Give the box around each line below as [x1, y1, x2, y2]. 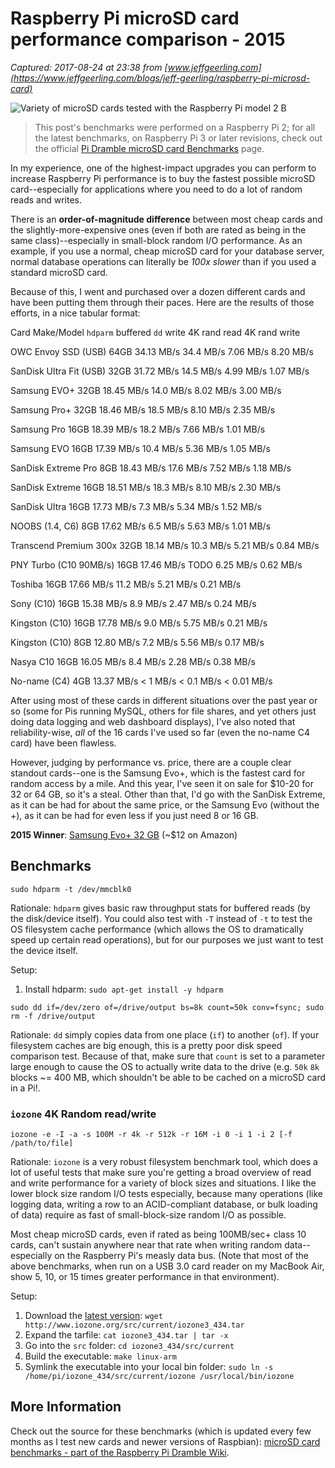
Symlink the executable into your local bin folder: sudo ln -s [24, 1361, 274, 1373]
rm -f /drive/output [10, 1011, 97, 1021]
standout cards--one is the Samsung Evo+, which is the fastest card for [10, 767, 306, 779]
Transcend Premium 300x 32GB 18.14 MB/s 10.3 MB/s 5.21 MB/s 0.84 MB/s [10, 539, 320, 551]
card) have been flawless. [10, 737, 117, 749]
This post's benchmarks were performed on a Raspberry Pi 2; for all [34, 121, 316, 133]
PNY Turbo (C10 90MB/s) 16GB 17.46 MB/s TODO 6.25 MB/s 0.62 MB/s [10, 558, 303, 571]
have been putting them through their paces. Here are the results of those [10, 296, 315, 308]
